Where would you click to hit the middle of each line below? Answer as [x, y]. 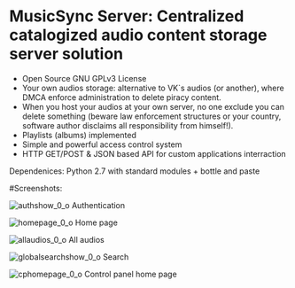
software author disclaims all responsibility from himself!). [128, 125]
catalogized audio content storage [138, 35]
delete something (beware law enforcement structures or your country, [151, 116]
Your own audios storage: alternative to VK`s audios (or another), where [153, 88]
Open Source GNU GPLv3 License [84, 78]
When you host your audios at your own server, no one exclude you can [153, 106]
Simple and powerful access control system [102, 144]
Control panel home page [130, 274]
